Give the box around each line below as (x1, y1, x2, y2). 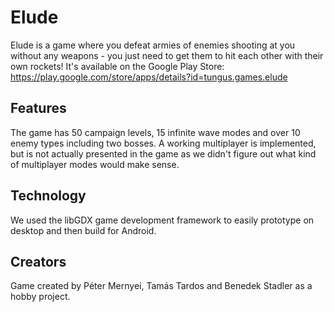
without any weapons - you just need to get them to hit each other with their (10, 49, 324, 61)
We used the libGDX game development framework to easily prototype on (10, 214, 315, 226)
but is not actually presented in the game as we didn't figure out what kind (10, 147, 317, 160)
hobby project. (10, 291, 71, 303)
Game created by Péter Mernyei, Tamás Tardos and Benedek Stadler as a (10, 280, 313, 292)
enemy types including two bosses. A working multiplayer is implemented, (10, 137, 317, 149)
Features (10, 100, 67, 117)
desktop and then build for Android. (10, 224, 157, 236)
